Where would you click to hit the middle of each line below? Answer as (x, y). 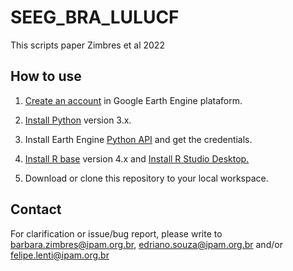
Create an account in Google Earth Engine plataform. (133, 100)
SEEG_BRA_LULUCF (95, 17)
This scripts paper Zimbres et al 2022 (87, 45)
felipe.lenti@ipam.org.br (60, 255)
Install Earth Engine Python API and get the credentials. (138, 139)
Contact (36, 209)
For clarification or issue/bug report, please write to (116, 233)
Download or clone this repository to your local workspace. (146, 178)
